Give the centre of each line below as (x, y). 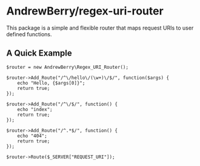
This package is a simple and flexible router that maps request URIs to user (100, 28)
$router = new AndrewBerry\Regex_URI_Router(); (68, 67)
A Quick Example (39, 53)
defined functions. (29, 34)
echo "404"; (32, 136)
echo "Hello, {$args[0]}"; (51, 83)
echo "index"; (35, 109)
